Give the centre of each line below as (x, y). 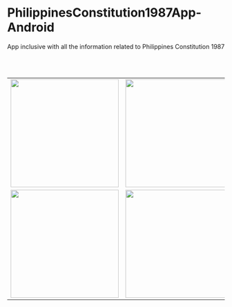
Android (31, 27)
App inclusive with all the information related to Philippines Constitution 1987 (116, 46)
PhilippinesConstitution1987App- (104, 13)
